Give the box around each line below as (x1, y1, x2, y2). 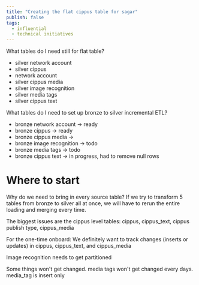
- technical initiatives (11, 31, 74, 37)
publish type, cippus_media (6, 224, 74, 232)
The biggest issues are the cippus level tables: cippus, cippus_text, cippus (6, 218, 190, 225)
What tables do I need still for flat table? (6, 47, 105, 55)
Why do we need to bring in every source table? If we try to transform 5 (6, 193, 183, 201)
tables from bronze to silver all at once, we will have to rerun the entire (6, 200, 180, 207)
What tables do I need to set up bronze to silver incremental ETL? (6, 109, 168, 116)
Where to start (6, 173, 80, 187)
